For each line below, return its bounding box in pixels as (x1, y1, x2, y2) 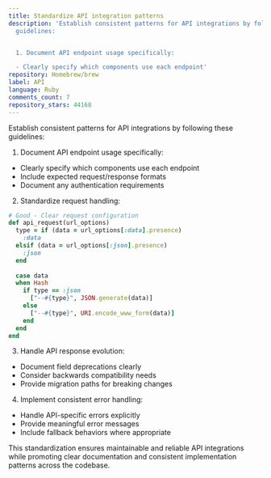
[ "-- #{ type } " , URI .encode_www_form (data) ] (29, 309, 175, 317)
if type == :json (23, 286, 81, 295)
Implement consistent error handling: (19, 395, 144, 404)
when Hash (15, 279, 48, 287)
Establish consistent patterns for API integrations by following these (8, 123, 234, 133)
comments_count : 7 (8, 93, 70, 101)
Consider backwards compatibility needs (19, 370, 157, 380)
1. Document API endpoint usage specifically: (15, 49, 175, 57)
